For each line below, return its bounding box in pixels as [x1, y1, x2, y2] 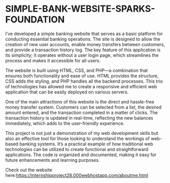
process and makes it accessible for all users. [5, 57, 101, 63]
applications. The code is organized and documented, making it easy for [5, 152, 157, 158]
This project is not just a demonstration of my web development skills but [5, 130, 158, 136]
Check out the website [5, 167, 52, 173]
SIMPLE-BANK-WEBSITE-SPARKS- [5, 3, 155, 15]
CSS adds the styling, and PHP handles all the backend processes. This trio [5, 78, 163, 84]
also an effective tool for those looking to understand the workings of [5, 135, 150, 141]
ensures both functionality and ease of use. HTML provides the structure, [5, 72, 159, 79]
